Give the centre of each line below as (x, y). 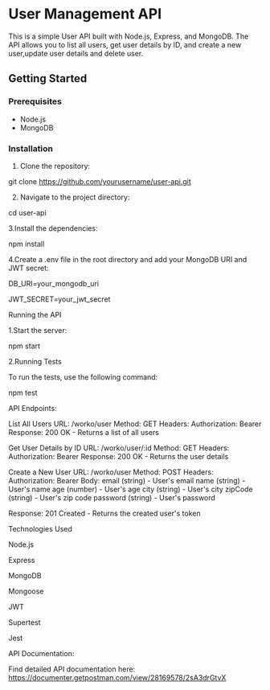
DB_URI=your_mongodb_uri (53, 283)
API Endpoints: (33, 408)
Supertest (25, 622)
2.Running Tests (35, 361)
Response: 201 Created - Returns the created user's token (104, 513)
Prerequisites (35, 101)
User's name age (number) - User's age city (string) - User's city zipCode (131, 489)
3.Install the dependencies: (53, 228)
